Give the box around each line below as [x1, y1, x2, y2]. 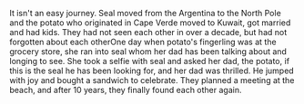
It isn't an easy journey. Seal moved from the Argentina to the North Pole [9, 8, 282, 18]
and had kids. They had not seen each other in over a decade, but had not [9, 27, 288, 37]
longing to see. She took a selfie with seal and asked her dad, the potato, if [9, 56, 289, 66]
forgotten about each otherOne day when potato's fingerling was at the [9, 36, 277, 47]
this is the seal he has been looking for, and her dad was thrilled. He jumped [9, 65, 294, 76]
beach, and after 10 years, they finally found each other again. [9, 85, 242, 95]
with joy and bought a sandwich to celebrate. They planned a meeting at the [9, 75, 295, 85]
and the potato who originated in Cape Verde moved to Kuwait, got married [9, 17, 291, 28]
